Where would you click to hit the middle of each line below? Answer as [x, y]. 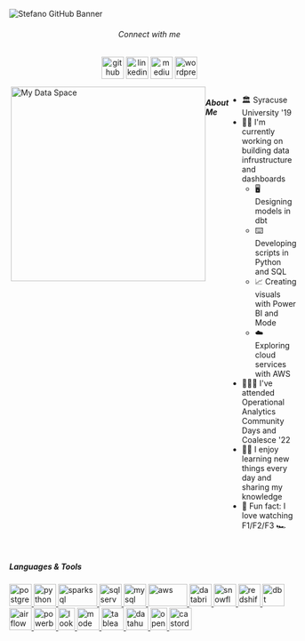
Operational [263, 402]
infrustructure [267, 160]
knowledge [262, 497]
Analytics [259, 412]
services [271, 365]
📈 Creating [276, 282]
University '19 [266, 113]
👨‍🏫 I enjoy [260, 450]
